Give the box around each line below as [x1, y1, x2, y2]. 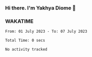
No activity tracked [5, 47, 48, 52]
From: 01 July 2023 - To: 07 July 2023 [5, 29, 88, 34]
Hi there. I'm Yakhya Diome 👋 [5, 4, 76, 11]
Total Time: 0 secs [5, 38, 46, 43]
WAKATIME [5, 17, 34, 24]
